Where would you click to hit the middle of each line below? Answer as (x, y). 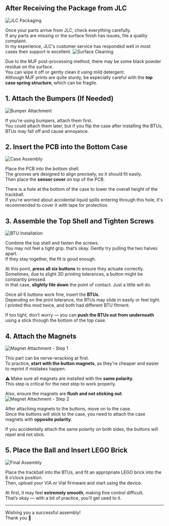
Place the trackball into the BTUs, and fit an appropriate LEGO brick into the (83, 472)
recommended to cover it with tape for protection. (57, 205)
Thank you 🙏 (18, 517)
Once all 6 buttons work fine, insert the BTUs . (52, 294)
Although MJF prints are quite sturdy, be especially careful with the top (79, 77)
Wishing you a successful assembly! (43, 512)
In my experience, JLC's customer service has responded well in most (78, 46)
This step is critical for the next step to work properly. (61, 384)
